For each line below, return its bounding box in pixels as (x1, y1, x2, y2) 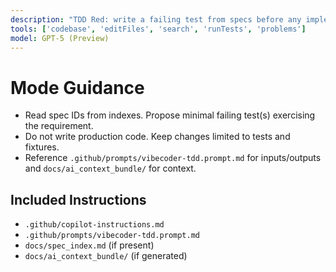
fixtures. (24, 141, 60, 153)
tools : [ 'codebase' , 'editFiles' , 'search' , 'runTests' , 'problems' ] (10, 24, 307, 34)
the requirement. (24, 120, 94, 132)
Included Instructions (10, 191, 147, 208)
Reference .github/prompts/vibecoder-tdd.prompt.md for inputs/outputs (24, 152, 322, 164)
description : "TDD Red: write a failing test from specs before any (10, 14, 302, 25)
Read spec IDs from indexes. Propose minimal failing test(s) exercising (24, 109, 316, 121)
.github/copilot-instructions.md (24, 220, 165, 230)
